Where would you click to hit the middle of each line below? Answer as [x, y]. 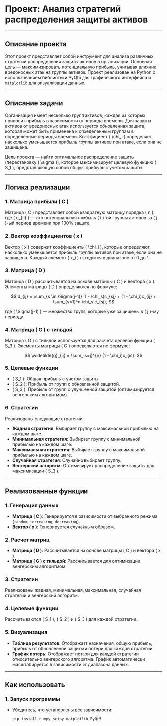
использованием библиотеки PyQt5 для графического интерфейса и [78, 77]
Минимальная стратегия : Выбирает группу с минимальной [76, 439]
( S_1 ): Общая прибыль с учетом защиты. [56, 379]
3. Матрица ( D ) [25, 270]
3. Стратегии [22, 579]
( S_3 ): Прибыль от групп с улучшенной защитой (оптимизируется [83, 389]
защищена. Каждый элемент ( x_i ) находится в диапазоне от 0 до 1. [78, 257]
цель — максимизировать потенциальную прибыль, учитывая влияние [81, 67]
